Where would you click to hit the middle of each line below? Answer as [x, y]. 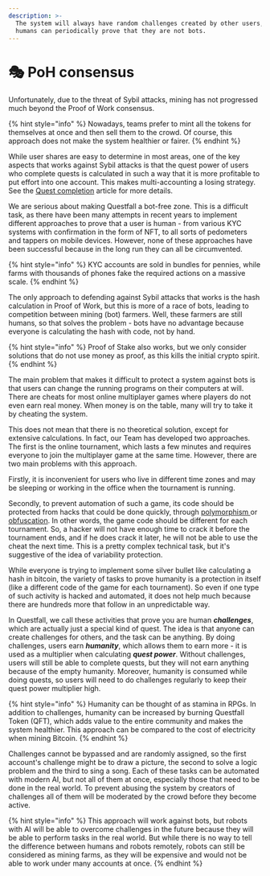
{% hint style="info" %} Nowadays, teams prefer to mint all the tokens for [130, 124]
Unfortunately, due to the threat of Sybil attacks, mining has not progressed [133, 100]
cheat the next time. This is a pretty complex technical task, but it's [119, 546]
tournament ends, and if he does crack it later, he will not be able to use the [133, 538]
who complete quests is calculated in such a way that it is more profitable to [134, 174]
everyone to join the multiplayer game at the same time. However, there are [133, 455]
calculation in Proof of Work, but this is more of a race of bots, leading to [129, 306]
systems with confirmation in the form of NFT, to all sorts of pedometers [128, 232]
